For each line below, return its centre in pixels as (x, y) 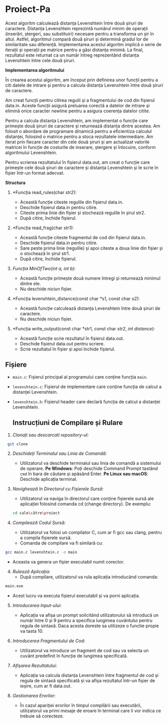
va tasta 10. (32, 631)
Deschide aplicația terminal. (49, 479)
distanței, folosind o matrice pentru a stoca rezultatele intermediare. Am (79, 136)
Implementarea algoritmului (35, 70)
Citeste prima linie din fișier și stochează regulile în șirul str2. (82, 213)
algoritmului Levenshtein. (31, 152)
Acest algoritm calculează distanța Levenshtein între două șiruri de (74, 23)
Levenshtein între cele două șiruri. (40, 60)
